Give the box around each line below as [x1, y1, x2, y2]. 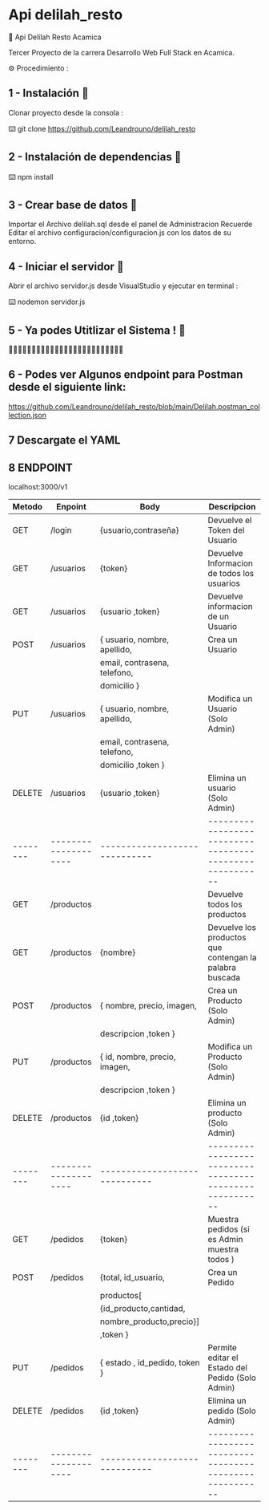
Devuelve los [207, 922, 256, 933]
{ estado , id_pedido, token [99, 1358, 200, 1369]
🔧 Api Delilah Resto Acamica [8, 32, 102, 42]
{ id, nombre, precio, [99, 1051, 176, 1062]
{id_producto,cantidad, [99, 1303, 186, 1314]
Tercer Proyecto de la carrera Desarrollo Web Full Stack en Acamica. [8, 47, 235, 57]
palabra [207, 962, 237, 973]
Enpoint [55, 501, 86, 513]
